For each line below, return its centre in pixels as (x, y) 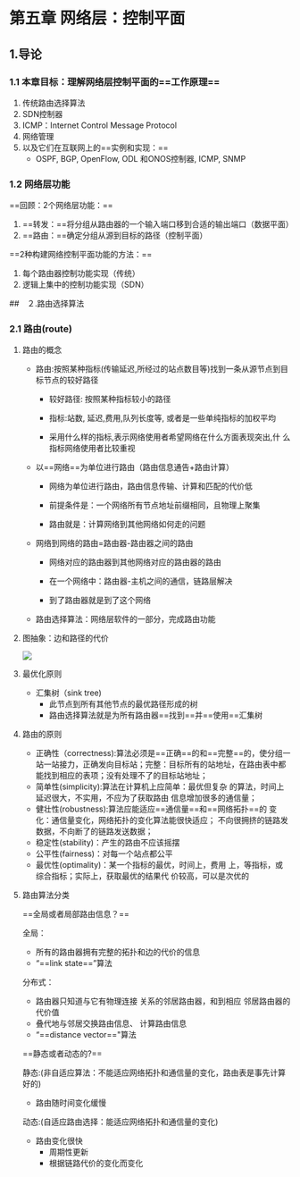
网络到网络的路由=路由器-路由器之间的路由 (114, 543)
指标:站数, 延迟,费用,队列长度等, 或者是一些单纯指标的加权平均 (162, 418)
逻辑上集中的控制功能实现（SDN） (85, 285)
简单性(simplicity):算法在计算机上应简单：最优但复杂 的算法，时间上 (160, 786)
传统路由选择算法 (54, 103)
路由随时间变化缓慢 (71, 1103)
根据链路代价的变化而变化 (96, 1164)
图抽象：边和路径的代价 (65, 638)
